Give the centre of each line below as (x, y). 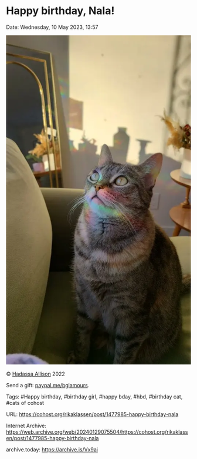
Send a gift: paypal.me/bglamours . (48, 386)
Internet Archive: (26, 426)
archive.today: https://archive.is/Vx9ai (52, 450)
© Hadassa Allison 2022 (36, 374)
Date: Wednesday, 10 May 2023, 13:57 (52, 27)
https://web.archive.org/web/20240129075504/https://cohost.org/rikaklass (97, 432)
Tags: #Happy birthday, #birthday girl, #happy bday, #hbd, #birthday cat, (94, 397)
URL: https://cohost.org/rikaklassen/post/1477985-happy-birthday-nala (92, 414)
